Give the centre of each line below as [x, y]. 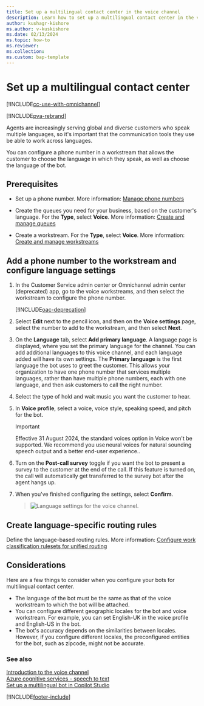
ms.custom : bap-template [38, 57]
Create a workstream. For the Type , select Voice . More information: [100, 235]
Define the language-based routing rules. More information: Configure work [101, 540]
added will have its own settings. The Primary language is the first [98, 359]
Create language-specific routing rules [81, 525]
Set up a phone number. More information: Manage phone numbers [99, 199]
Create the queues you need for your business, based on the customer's [106, 211]
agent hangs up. [36, 482]
